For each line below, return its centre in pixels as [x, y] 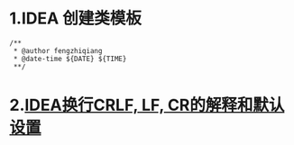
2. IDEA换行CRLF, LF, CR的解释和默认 [147, 105]
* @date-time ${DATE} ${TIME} [70, 59]
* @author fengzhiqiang [58, 50]
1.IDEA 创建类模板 [76, 18]
